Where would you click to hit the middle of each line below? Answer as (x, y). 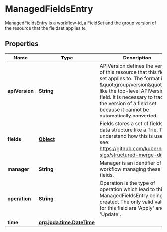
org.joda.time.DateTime (67, 222)
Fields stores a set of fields (131, 123)
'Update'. (111, 214)
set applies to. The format (130, 78)
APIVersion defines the (126, 66)
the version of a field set (128, 103)
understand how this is (126, 136)
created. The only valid (126, 202)
